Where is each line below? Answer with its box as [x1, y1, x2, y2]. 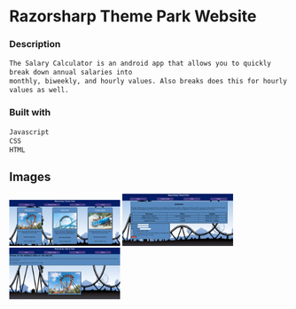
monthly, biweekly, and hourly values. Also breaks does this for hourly [9, 77, 288, 86]
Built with [9, 107, 51, 119]
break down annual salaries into [9, 68, 133, 77]
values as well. [9, 86, 69, 95]
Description [9, 38, 61, 51]
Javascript [9, 127, 50, 137]
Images [9, 170, 51, 185]
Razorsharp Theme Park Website [9, 6, 257, 27]
